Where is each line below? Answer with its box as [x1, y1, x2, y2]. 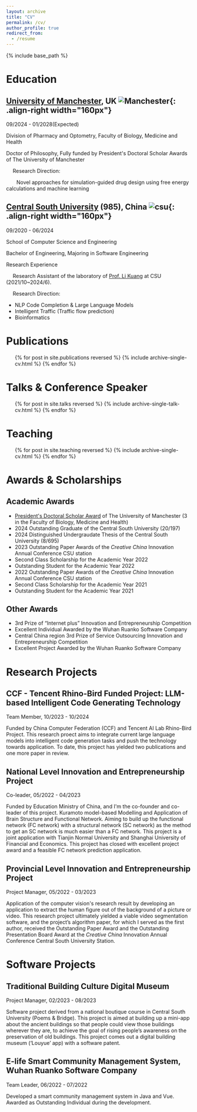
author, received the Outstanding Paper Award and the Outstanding [6, 925, 169, 932]
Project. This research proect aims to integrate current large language [6, 731, 175, 738]
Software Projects [6, 958, 96, 972]
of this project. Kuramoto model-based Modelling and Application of [22, 809, 188, 816]
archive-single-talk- [131, 400, 180, 407]
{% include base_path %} [6, 52, 68, 59]
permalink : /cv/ [6, 19, 46, 25]
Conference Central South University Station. [6, 937, 116, 944]
